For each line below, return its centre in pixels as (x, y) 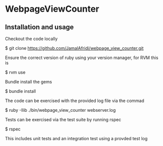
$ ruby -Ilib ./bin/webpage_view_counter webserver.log (61, 110)
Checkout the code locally (31, 39)
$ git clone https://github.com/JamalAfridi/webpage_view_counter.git (74, 48)
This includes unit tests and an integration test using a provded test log (76, 138)
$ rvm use (15, 72)
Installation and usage (40, 27)
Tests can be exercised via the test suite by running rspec (63, 120)
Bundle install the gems (29, 82)
